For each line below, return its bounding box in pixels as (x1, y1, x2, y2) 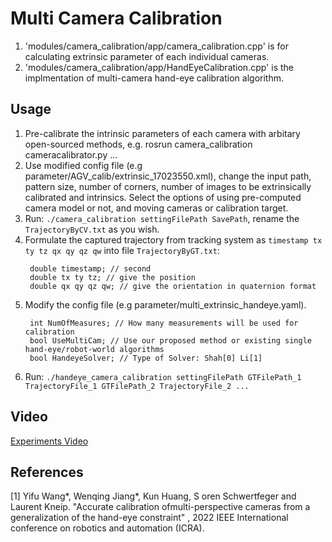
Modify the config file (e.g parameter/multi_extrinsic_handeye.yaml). (24, 298, 307, 311)
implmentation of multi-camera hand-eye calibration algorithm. (24, 72, 284, 84)
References (10, 463, 84, 481)
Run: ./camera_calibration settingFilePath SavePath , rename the (24, 212, 300, 224)
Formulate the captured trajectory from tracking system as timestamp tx (24, 233, 323, 246)
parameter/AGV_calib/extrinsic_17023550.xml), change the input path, (24, 170, 312, 182)
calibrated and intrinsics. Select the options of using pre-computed (24, 191, 302, 203)
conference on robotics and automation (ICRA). (10, 522, 205, 534)
